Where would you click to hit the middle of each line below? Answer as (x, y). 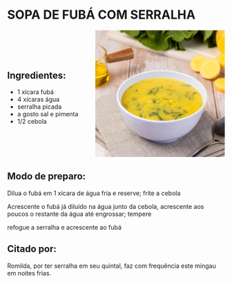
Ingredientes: (37, 75)
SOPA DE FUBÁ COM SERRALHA (101, 15)
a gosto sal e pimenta (48, 114)
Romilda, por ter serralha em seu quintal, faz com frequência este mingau (112, 266)
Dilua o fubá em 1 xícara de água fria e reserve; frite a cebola (94, 193)
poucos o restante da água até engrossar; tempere (79, 214)
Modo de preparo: (47, 176)
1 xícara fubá (35, 92)
